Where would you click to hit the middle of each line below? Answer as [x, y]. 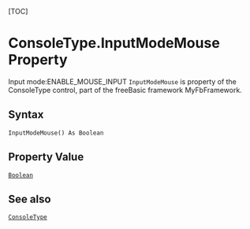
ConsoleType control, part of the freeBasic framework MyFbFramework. [125, 90]
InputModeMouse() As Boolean [56, 133]
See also [30, 199]
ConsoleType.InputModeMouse [114, 43]
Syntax [26, 114]
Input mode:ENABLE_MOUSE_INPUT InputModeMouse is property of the [122, 81]
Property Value [46, 157]
